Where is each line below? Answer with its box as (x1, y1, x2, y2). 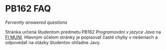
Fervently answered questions (5, 19, 67, 25)
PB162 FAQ (5, 3, 51, 14)
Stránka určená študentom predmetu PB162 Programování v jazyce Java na (5, 29, 161, 35)
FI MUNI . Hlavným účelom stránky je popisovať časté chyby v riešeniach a (5, 34, 158, 40)
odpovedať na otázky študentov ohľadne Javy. (5, 39, 101, 45)
